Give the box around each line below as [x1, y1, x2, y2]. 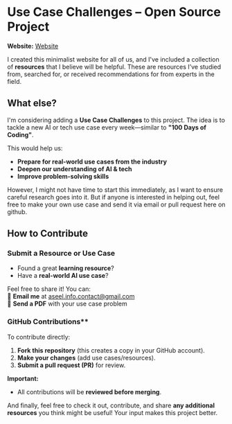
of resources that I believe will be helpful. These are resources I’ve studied [7, 62, 222, 71]
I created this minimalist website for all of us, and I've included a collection [7, 55, 220, 63]
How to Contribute [7, 228, 89, 240]
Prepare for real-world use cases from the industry [17, 157, 168, 166]
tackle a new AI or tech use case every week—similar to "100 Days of [7, 123, 206, 132]
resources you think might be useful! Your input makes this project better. [7, 408, 218, 416]
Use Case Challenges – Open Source [7, 4, 222, 20]
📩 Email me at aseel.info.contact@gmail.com [7, 292, 135, 301]
